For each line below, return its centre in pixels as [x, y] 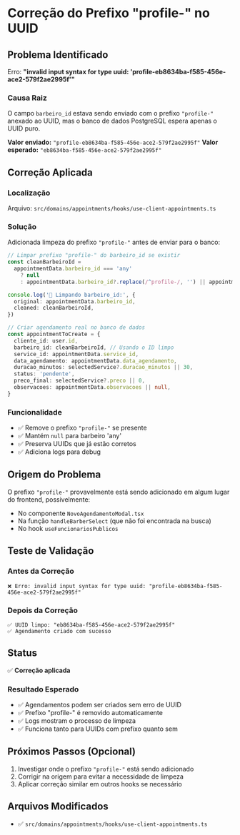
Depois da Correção [43, 610]
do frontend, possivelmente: [49, 499]
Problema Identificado [58, 55]
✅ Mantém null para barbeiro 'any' [70, 436]
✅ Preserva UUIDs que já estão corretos [77, 444]
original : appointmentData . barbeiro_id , [75, 301]
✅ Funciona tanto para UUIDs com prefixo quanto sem [98, 729]
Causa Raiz [27, 98]
